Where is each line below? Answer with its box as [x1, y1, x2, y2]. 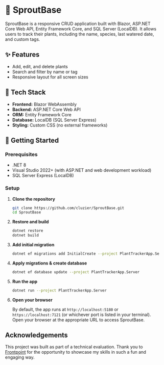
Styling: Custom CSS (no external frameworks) [12, 122, 108, 128]
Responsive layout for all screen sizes [12, 74, 89, 80]
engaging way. [5, 354, 35, 360]
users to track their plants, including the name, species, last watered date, [5, 31, 154, 37]
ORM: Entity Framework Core [12, 111, 72, 117]
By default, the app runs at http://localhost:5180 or [12, 306, 119, 312]
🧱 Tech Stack [5, 88, 46, 97]
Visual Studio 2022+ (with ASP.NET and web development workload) [12, 167, 152, 173]
